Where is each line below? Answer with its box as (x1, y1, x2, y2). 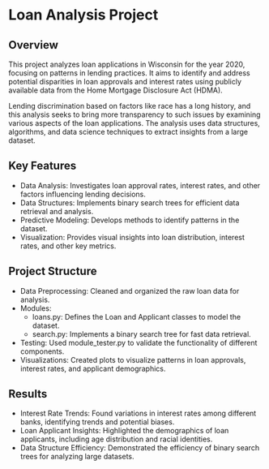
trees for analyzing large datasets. (19, 452, 135, 462)
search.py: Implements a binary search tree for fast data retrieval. (32, 329, 251, 338)
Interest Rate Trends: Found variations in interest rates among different (19, 408, 257, 419)
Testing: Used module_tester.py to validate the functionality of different (19, 338, 258, 347)
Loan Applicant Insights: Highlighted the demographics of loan (19, 426, 229, 436)
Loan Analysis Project (8, 6, 159, 24)
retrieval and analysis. (19, 206, 94, 216)
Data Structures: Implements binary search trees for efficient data (19, 197, 240, 208)
